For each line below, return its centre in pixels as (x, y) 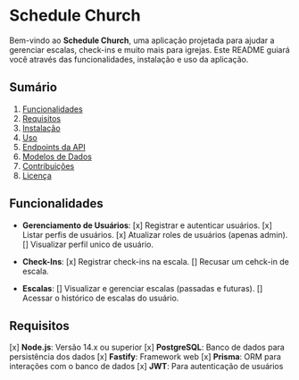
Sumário (33, 87)
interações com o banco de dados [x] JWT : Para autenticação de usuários (146, 367)
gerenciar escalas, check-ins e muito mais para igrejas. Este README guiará (149, 49)
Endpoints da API (54, 147)
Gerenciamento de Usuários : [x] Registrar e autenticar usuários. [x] (147, 225)
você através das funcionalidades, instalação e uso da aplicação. (129, 59)
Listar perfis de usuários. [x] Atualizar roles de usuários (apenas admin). (155, 234)
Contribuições (48, 165)
